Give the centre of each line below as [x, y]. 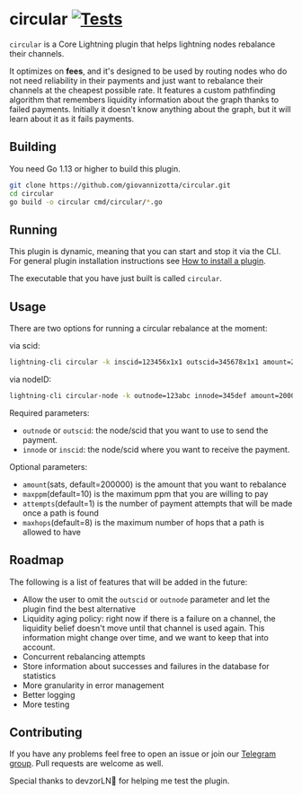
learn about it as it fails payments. [72, 119]
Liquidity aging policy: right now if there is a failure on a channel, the [149, 618]
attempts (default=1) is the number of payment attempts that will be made [157, 503]
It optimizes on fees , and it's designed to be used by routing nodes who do [148, 71]
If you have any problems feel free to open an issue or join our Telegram [143, 754]
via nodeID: [31, 379]
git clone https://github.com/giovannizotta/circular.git [120, 185]
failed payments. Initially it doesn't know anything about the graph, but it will [150, 109]
